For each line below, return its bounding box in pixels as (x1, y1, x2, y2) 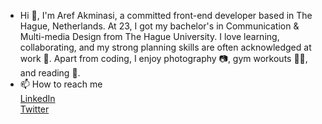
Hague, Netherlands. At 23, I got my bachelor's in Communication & (19, 20, 300, 32)
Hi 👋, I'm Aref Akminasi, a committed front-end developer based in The (19, 10, 313, 21)
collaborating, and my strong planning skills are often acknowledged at (19, 41, 312, 53)
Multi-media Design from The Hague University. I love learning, (19, 31, 280, 42)
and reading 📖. (19, 67, 81, 79)
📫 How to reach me (19, 78, 103, 90)
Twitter (19, 103, 50, 115)
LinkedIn (19, 93, 56, 104)
